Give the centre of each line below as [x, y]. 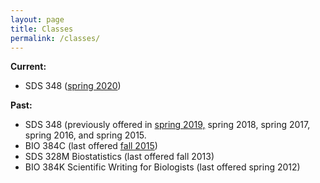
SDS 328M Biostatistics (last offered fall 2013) [119, 157]
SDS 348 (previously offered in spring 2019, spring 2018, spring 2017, [167, 125]
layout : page [37, 19]
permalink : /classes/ [55, 38]
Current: [28, 67]
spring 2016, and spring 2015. [85, 135]
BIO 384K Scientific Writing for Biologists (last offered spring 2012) [162, 167]
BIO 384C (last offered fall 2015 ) [91, 146]
